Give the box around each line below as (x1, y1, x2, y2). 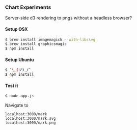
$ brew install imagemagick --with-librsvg (5, 37, 96, 42)
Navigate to (5, 102, 28, 108)
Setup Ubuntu (5, 57, 34, 63)
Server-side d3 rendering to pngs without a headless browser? (5, 15, 132, 21)
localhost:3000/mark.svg (5, 116, 56, 121)
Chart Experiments (5, 4, 52, 11)
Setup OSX (5, 26, 28, 32)
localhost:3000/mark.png (5, 120, 56, 126)
